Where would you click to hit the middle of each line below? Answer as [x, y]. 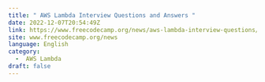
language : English [38, 45]
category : [24, 52]
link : [17, 30]
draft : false [30, 66]
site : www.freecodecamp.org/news [63, 37]
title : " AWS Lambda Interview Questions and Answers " [102, 15]
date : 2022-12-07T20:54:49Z [54, 23]
